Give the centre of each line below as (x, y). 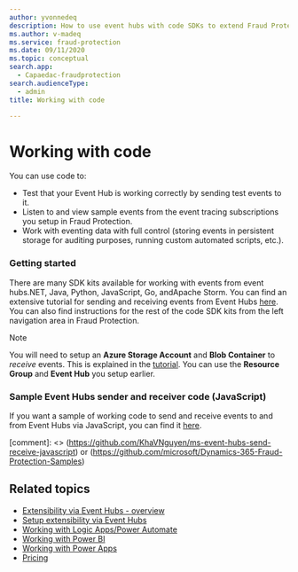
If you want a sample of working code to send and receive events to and (141, 415)
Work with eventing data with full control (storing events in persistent (148, 231)
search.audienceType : (49, 83)
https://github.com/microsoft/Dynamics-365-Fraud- (188, 451)
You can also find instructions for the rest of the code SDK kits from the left (146, 310)
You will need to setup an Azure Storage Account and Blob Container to (142, 355)
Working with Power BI (63, 538)
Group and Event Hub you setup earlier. (82, 373)
